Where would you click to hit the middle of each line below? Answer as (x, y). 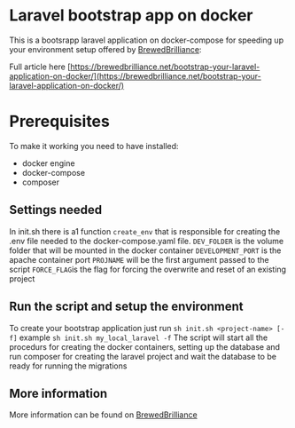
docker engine (48, 163)
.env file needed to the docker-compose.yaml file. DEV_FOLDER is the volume (147, 241)
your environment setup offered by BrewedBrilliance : (105, 49)
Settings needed (56, 210)
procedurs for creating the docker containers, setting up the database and (145, 346)
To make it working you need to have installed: (94, 146)
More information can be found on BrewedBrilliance (103, 415)
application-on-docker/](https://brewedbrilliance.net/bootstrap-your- (135, 75)
